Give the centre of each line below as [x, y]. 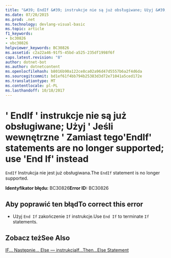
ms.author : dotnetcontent [33, 67]
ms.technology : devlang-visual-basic [45, 24]
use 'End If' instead [47, 159]
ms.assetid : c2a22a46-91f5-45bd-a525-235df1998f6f [60, 52]
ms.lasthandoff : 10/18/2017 [35, 90]
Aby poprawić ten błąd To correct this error [74, 204]
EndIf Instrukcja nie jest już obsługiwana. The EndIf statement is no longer [83, 173]
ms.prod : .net [20, 19]
